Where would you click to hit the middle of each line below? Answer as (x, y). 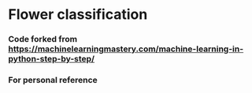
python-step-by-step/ (52, 59)
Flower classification (78, 15)
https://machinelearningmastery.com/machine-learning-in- (126, 49)
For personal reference (53, 80)
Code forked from (43, 39)
